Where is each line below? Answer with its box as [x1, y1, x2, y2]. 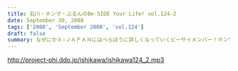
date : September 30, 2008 [7, 17, 84, 24]
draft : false [7, 30, 46, 37]
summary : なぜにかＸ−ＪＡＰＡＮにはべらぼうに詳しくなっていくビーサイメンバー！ [7, 37, 218, 44]
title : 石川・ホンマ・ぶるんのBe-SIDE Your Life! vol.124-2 [7, 10, 177, 18]
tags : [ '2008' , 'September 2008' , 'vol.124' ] [7, 23, 144, 30]
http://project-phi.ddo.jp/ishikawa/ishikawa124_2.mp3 [7, 56, 164, 64]
